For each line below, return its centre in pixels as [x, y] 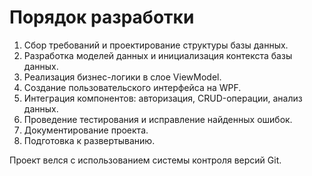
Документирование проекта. [86, 130]
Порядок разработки [102, 17]
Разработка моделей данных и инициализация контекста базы [158, 55]
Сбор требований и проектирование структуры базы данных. [156, 45]
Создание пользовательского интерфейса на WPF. [132, 87]
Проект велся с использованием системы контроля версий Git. [145, 160]
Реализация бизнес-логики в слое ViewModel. [122, 77]
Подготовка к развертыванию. [89, 140]
